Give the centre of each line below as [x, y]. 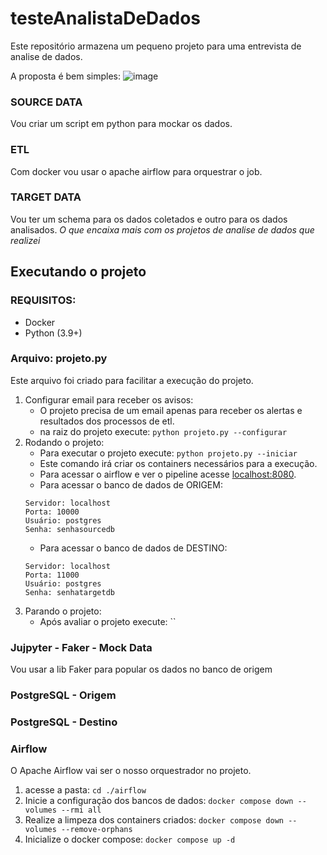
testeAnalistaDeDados [106, 18]
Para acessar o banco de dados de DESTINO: [133, 548]
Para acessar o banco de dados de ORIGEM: [131, 484]
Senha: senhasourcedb [69, 529]
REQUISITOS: [43, 300]
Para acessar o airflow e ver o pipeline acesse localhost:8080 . [168, 474]
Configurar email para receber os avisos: [109, 399]
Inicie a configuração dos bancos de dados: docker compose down [159, 801]
